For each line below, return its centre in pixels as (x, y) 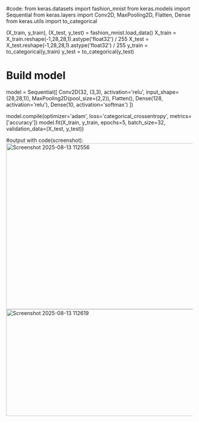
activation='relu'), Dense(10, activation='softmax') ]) (70, 104)
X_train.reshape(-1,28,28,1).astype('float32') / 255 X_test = (78, 39)
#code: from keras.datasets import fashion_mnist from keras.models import (98, 9)
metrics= (181, 116)
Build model (36, 76)
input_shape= (163, 92)
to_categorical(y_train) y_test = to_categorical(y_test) (70, 52)
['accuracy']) (22, 122)
